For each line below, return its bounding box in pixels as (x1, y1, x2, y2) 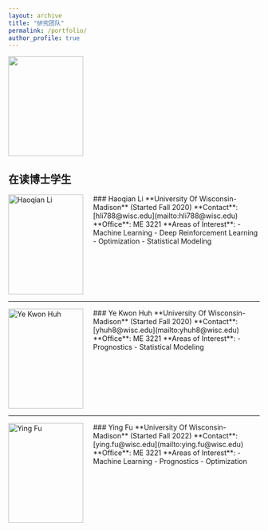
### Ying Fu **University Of (93, 422, 187, 432)
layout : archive (8, 11, 62, 20)
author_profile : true (8, 34, 81, 42)
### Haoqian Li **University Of (93, 194, 198, 204)
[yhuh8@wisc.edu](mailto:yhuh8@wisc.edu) (93, 325, 239, 335)
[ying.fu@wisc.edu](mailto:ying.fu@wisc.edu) (93, 440, 244, 450)
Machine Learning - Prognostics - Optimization (93, 457, 247, 466)
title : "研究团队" (8, 19, 65, 27)
